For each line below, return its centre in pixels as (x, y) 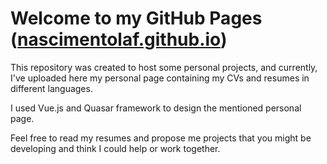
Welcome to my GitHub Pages (136, 18)
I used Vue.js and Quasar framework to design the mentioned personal (156, 108)
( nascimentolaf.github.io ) (119, 39)
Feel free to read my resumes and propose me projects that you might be (161, 138)
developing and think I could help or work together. (115, 148)
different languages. (51, 88)
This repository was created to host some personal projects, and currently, (164, 67)
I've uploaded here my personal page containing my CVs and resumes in (160, 78)
